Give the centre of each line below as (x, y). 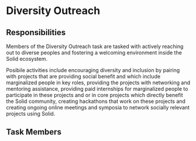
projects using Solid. (31, 114)
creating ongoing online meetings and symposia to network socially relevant (98, 107)
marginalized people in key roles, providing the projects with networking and (98, 82)
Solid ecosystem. (27, 59)
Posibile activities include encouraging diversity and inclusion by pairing (93, 70)
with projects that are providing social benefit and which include (83, 76)
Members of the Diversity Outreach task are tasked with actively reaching (95, 46)
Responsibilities (36, 32)
